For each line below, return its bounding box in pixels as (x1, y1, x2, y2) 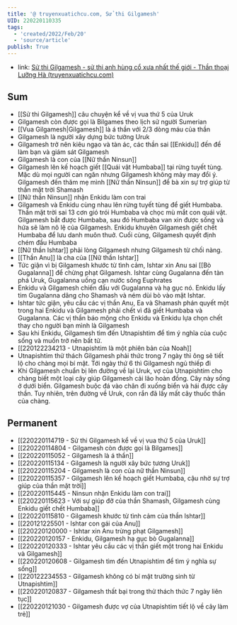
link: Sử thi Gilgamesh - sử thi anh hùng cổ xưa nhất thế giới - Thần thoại (17, 63, 229, 71)
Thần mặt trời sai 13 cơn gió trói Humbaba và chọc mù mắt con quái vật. (17, 207, 228, 217)
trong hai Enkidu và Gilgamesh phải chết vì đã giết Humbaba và (17, 306, 203, 315)
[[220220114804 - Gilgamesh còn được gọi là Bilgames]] (17, 443, 183, 452)
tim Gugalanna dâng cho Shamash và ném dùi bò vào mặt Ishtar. (17, 290, 206, 299)
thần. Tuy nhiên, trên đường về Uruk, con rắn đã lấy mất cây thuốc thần (17, 388, 226, 398)
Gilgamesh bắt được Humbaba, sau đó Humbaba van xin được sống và (17, 215, 224, 224)
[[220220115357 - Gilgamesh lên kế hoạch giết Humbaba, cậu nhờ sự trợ (17, 474, 230, 482)
